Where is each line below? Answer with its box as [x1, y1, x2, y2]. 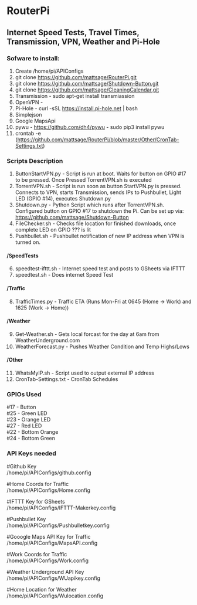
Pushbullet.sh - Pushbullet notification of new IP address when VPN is [15, 233, 185, 240]
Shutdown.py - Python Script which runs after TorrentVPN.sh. [15, 201, 165, 209]
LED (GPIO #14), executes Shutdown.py [15, 195, 111, 202]
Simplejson [15, 111, 43, 118]
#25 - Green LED [6, 410, 47, 417]
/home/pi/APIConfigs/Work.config [6, 557, 89, 564]
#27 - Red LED [6, 422, 42, 429]
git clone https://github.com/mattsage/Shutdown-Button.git [15, 80, 159, 87]
